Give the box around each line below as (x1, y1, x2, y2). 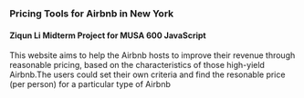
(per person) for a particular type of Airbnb (9, 79, 172, 90)
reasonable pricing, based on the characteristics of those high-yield (9, 60, 265, 71)
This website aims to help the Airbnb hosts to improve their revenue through (9, 50, 296, 61)
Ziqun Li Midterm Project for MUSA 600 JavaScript (9, 30, 207, 41)
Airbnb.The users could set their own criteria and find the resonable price (9, 69, 286, 80)
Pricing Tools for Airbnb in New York (9, 7, 174, 20)
